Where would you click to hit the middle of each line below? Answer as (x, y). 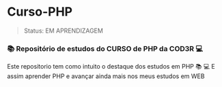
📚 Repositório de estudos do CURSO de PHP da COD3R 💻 (105, 48)
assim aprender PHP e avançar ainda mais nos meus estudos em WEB (106, 76)
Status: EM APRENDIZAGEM (64, 31)
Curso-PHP (40, 12)
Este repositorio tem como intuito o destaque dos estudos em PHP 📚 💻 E (111, 67)
